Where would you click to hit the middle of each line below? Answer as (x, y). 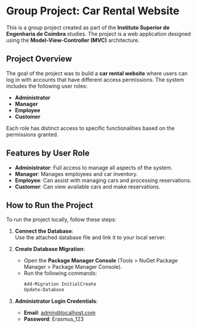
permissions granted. (32, 134)
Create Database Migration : (50, 249)
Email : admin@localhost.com (59, 313)
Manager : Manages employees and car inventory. (76, 174)
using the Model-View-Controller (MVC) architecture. (73, 40)
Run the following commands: (60, 273)
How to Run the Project (50, 205)
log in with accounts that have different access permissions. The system (95, 79)
